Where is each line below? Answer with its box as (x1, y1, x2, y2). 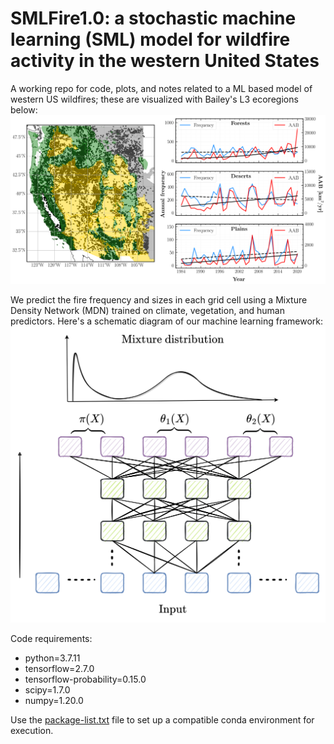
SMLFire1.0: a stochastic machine (10, 7, 297, 30)
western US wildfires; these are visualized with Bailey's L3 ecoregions (10, 93, 299, 105)
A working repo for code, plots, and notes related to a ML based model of (10, 82, 313, 94)
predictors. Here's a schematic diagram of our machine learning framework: (10, 315, 324, 327)
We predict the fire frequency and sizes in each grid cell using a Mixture (10, 294, 308, 306)
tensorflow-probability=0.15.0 (24, 673, 147, 686)
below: (10, 103, 38, 116)
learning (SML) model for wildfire (10, 28, 291, 51)
